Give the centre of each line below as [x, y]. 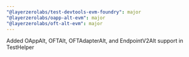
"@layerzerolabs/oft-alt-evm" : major [55, 23]
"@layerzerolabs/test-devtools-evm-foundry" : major [74, 12]
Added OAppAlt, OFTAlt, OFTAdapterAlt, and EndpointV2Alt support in [95, 41]
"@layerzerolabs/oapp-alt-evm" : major [56, 18]
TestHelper [21, 47]
